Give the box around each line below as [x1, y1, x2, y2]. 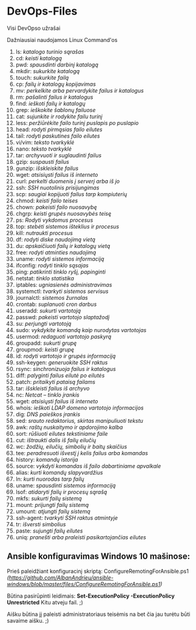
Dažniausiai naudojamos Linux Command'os [7, 36, 118, 43]
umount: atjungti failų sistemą [15, 508, 90, 515]
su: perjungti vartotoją [15, 320, 72, 327]
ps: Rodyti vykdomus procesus [15, 216, 93, 224]
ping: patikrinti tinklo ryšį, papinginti [15, 268, 106, 275]
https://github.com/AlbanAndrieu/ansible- [8, 574, 114, 581]
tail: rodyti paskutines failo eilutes [15, 132, 100, 140]
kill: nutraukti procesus [15, 229, 73, 236]
